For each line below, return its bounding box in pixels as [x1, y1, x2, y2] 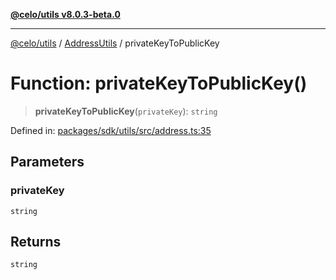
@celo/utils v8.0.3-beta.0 [10, 9, 121, 20]
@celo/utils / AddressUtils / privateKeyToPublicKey [10, 37, 220, 49]
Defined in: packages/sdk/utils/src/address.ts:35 [10, 124, 212, 136]
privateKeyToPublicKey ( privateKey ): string [34, 105, 218, 117]
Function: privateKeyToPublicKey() [10, 72, 308, 95]
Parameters [10, 154, 85, 171]
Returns [10, 234, 62, 251]
